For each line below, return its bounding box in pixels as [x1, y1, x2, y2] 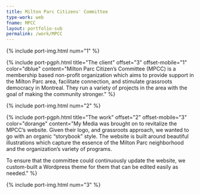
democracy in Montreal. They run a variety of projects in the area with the [6, 84, 188, 91]
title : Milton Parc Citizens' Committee [6, 8, 109, 15]
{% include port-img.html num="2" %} [6, 102, 101, 109]
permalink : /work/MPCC [6, 31, 63, 37]
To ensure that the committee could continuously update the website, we [6, 157, 186, 164]
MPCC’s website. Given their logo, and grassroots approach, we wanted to [6, 127, 189, 134]
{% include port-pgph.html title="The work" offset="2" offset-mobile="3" [6, 114, 187, 121]
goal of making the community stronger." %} [6, 91, 116, 98]
